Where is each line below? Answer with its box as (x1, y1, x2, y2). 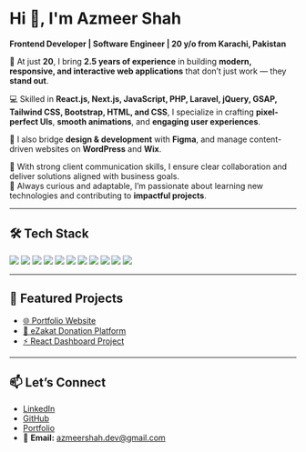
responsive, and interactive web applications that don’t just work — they (9, 65, 287, 76)
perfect (9, 116, 39, 126)
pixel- (255, 106, 280, 117)
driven (9, 143, 34, 154)
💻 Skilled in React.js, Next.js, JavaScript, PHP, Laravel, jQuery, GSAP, (9, 93, 278, 104)
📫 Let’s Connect (9, 375, 107, 390)
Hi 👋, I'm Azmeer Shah (9, 8, 182, 29)
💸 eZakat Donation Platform (22, 325, 127, 336)
